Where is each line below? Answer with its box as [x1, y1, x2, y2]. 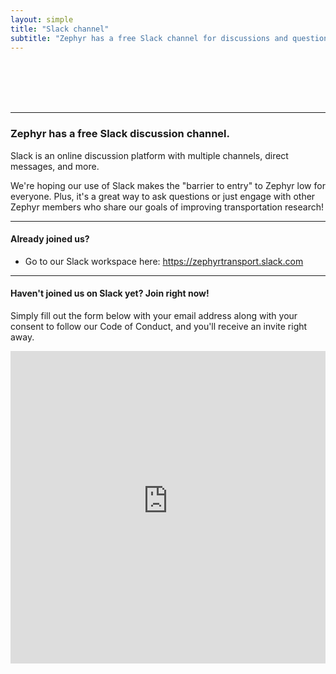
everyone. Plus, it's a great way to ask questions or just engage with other [10, 190, 316, 202]
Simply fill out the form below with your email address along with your [10, 310, 298, 322]
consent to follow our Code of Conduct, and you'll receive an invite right [10, 321, 308, 333]
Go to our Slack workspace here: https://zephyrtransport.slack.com [24, 255, 304, 267]
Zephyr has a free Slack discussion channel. [10, 127, 230, 141]
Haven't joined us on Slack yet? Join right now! [10, 287, 210, 300]
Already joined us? [10, 233, 90, 245]
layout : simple [10, 14, 74, 25]
